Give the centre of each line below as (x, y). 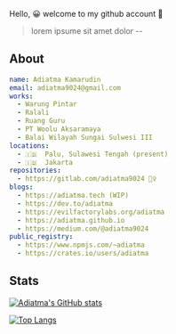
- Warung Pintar (47, 104)
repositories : (36, 171)
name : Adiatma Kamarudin (55, 79)
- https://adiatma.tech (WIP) (73, 196)
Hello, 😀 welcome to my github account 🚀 (86, 14)
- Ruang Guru (41, 121)
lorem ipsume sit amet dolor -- (87, 31)
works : (21, 96)
